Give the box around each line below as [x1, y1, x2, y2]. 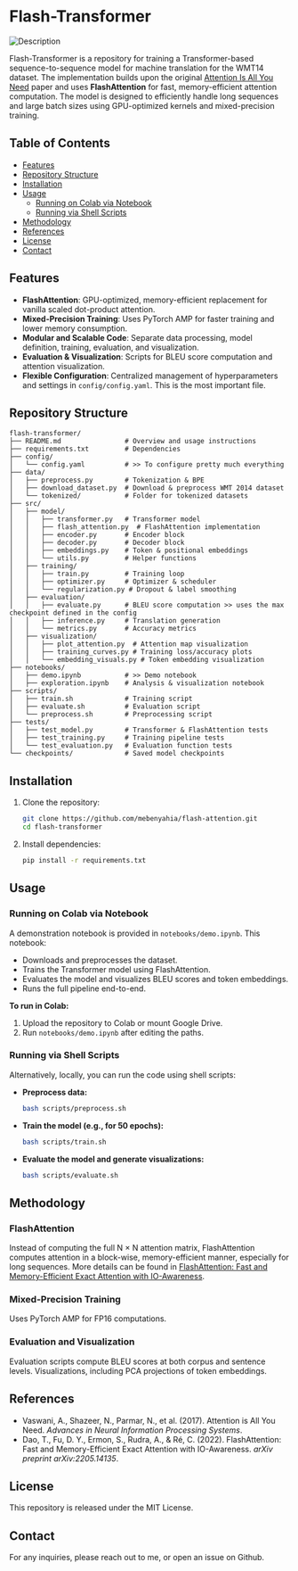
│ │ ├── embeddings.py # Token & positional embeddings [9, 546, 249, 555]
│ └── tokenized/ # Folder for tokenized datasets [9, 492, 249, 500]
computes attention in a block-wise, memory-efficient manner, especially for [9, 1252, 289, 1263]
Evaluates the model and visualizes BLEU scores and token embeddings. [21, 973, 289, 984]
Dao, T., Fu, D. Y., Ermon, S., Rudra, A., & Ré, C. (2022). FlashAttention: [21, 1434, 282, 1444]
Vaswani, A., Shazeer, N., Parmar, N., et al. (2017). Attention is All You [21, 1415, 276, 1426]
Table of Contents [9, 136, 111, 151]
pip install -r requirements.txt [21, 856, 147, 864]
